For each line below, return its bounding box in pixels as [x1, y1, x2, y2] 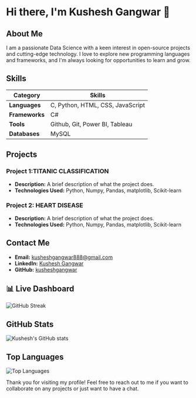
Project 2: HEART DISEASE [6, 201, 83, 210]
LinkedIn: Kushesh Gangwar [14, 259, 84, 267]
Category [13, 91, 40, 99]
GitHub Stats [6, 319, 54, 329]
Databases [9, 129, 40, 137]
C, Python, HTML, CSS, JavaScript [50, 101, 146, 109]
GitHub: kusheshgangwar [14, 266, 77, 273]
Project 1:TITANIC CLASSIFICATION [6, 167, 109, 176]
